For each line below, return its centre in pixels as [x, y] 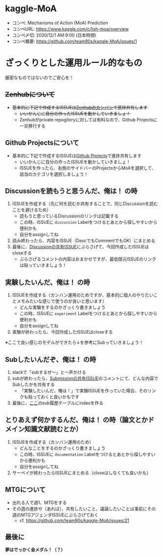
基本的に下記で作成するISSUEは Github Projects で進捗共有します [77, 155]
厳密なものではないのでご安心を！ [39, 77]
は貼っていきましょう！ [43, 265]
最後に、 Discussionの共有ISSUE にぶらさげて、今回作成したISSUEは [81, 247]
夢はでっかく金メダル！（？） [35, 550]
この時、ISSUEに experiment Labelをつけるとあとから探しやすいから [88, 313]
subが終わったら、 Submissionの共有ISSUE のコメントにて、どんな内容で [85, 378]
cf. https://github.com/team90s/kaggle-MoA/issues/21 [74, 520]
